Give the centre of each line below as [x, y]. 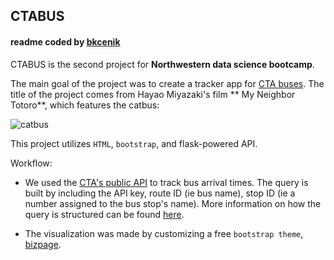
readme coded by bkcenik [65, 41]
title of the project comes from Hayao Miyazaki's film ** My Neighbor [153, 94]
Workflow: [31, 163]
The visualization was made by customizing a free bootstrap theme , [164, 233]
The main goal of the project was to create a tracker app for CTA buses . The [167, 83]
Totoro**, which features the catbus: [85, 105]
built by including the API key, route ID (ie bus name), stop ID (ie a [160, 193]
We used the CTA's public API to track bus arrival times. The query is [166, 182]
